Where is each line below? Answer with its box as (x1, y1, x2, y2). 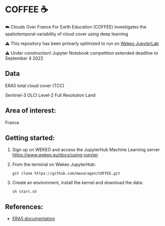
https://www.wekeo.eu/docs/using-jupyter (12, 152, 98, 158)
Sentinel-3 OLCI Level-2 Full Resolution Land (5, 92, 96, 98)
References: (5, 202, 43, 211)
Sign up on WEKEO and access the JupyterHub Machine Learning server (12, 147, 160, 153)
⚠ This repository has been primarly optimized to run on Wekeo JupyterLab (5, 40, 159, 46)
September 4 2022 (5, 55, 43, 61)
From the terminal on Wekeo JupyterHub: (12, 161, 96, 167)
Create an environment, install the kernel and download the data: (12, 180, 143, 186)
